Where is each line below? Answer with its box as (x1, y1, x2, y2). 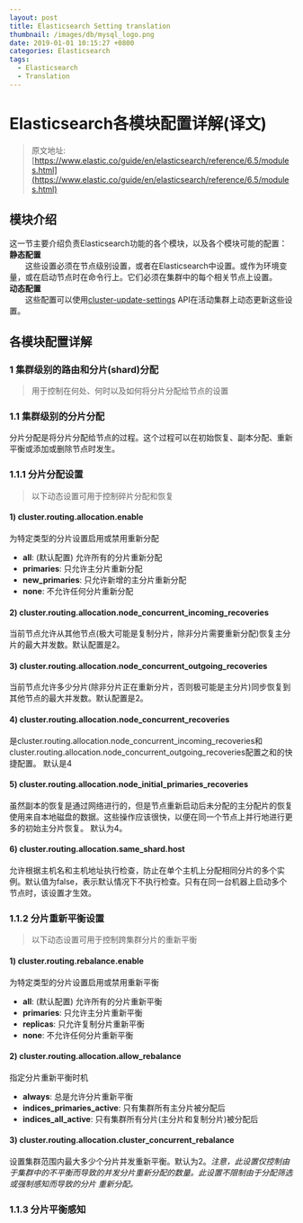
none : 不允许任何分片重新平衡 (22, 1029, 134, 1040)
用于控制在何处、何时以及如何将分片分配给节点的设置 (31, 385, 229, 396)
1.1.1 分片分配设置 (9, 468, 84, 481)
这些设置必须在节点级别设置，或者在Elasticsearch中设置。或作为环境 (25, 260, 280, 271)
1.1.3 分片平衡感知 (9, 1203, 86, 1216)
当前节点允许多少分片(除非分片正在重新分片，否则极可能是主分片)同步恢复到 (9, 682, 291, 693)
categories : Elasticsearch (9, 47, 111, 56)
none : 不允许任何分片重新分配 (22, 585, 134, 596)
